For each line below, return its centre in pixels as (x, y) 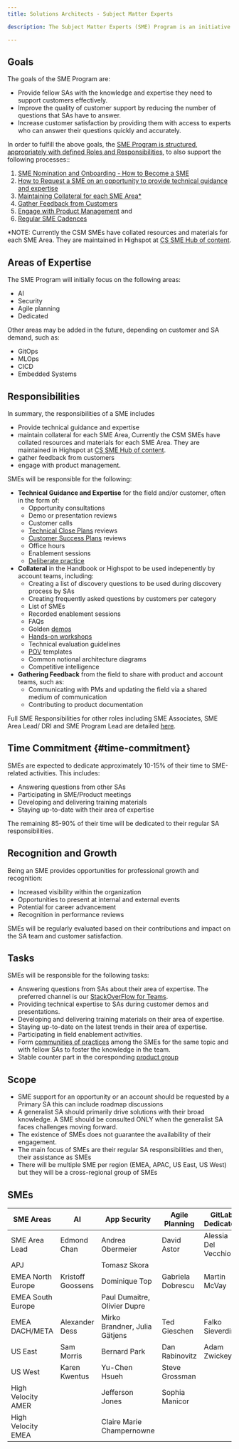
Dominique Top (127, 1281)
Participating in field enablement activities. (80, 1035)
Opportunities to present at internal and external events (99, 899)
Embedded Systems (47, 374)
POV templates (50, 652)
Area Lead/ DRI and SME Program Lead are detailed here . (92, 726)
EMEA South (32, 1297)
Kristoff (73, 1277)
